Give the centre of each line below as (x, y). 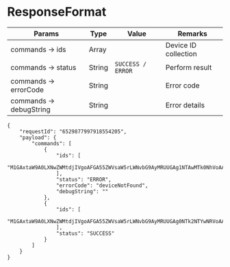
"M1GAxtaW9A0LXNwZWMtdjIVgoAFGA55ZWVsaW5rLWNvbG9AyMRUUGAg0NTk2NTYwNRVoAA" (117, 221)
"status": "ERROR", (84, 179)
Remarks (192, 34)
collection (181, 53)
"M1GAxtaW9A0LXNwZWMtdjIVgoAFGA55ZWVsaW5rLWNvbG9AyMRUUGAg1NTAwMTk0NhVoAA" (117, 167)
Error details (185, 105)
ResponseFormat (57, 12)
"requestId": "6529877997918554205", (73, 131)
